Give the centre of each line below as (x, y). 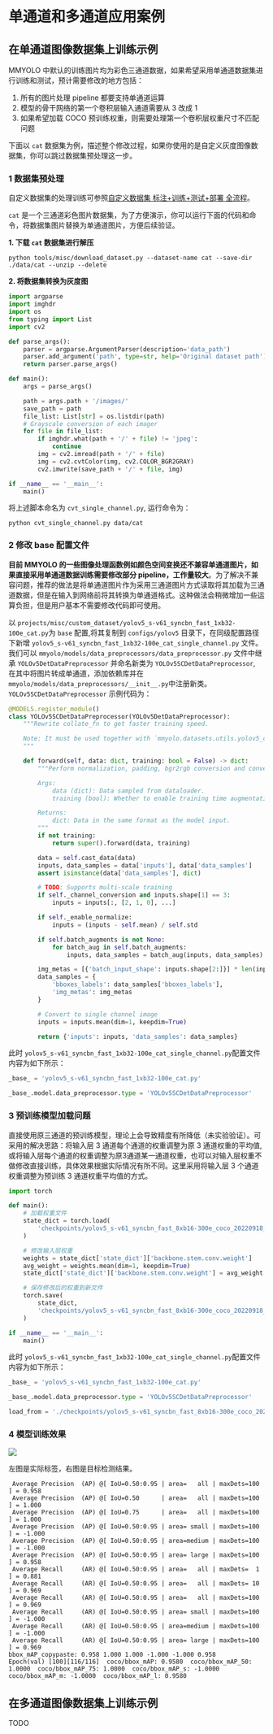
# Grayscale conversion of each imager (91, 424)
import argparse (36, 297)
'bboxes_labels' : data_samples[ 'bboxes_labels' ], (137, 984)
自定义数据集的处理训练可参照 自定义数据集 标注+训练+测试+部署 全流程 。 (131, 198)
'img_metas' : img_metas (92, 993)
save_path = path (52, 409)
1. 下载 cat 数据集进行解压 (51, 243)
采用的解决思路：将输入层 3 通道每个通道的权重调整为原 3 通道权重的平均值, (135, 1145)
